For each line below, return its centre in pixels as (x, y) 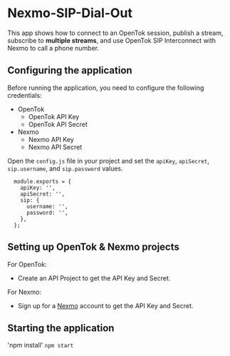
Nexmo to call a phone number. (53, 48)
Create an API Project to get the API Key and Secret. (94, 278)
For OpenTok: (27, 264)
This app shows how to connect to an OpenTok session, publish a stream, (115, 33)
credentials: (25, 95)
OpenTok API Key (54, 116)
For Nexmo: (25, 292)
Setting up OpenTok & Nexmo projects (94, 247)
